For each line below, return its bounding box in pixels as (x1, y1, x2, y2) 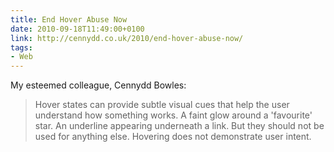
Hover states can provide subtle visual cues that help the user (34, 99, 290, 111)
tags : (10, 42, 33, 53)
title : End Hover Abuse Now (10, 14, 128, 25)
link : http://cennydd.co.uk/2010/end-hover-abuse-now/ (10, 33, 244, 43)
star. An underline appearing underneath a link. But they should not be (34, 120, 325, 132)
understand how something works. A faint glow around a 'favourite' (34, 109, 313, 121)
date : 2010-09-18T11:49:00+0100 (10, 24, 145, 34)
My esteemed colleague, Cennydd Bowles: (10, 79, 187, 91)
